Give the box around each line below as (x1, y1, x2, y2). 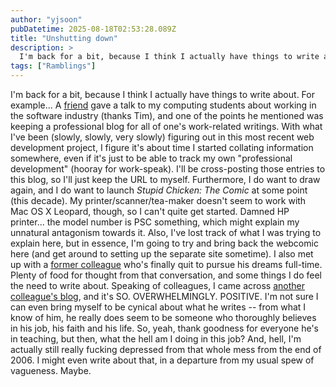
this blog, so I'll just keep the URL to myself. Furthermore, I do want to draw (10, 174, 321, 185)
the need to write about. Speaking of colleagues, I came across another (10, 280, 306, 291)
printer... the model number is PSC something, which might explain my (10, 216, 300, 228)
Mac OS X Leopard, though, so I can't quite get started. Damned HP (10, 206, 290, 217)
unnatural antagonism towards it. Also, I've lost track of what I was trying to (10, 227, 322, 238)
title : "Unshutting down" (10, 33, 118, 43)
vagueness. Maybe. (10, 365, 92, 376)
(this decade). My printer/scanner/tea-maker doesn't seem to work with (10, 195, 307, 206)
